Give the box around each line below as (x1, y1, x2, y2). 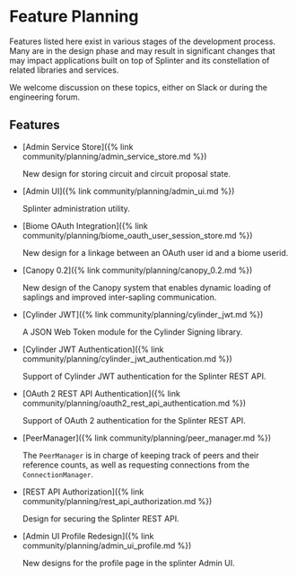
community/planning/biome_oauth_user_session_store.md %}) (22, 230, 253, 240)
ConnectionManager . (22, 468, 94, 479)
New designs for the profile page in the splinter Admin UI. (22, 557, 235, 568)
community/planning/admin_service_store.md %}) (22, 151, 207, 162)
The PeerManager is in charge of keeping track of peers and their (22, 450, 259, 460)
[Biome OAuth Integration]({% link (22, 220, 148, 231)
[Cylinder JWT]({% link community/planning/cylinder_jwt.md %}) (22, 309, 264, 319)
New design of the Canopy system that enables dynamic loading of (22, 282, 272, 293)
